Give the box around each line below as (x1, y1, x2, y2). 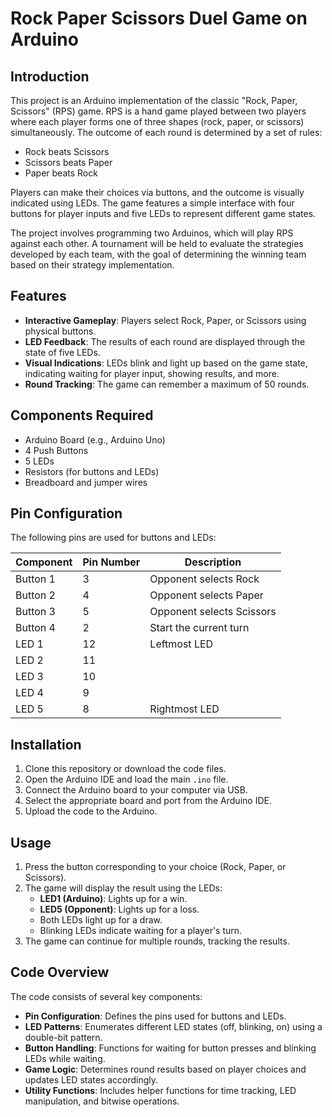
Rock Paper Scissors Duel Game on (10, 7, 308, 30)
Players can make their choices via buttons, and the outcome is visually (10, 187, 305, 198)
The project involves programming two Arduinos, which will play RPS (10, 227, 294, 239)
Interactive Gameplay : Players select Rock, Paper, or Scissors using (24, 314, 307, 326)
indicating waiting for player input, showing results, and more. (24, 367, 280, 379)
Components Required (10, 407, 154, 424)
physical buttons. (24, 325, 97, 337)
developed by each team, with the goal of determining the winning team (10, 248, 307, 260)
